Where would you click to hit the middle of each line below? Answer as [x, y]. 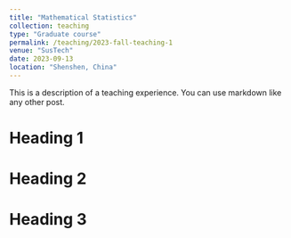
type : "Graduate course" [55, 34]
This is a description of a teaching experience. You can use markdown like [145, 92]
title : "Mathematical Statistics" [73, 17]
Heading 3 [48, 220]
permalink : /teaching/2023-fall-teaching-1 [91, 42]
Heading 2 [48, 179]
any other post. [37, 102]
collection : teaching [49, 26]
